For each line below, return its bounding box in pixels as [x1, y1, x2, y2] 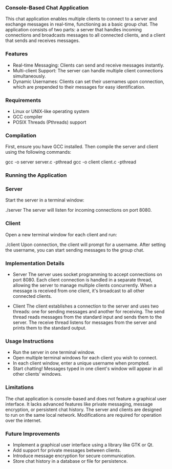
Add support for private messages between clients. [12, 447, 121, 453]
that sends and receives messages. [5, 37, 80, 44]
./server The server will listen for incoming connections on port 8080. [5, 207, 152, 213]
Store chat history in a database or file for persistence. [12, 458, 128, 464]
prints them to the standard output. [12, 325, 87, 331]
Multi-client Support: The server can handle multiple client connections [12, 67, 163, 73]
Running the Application [5, 172, 67, 179]
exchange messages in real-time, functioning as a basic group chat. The [5, 21, 158, 27]
